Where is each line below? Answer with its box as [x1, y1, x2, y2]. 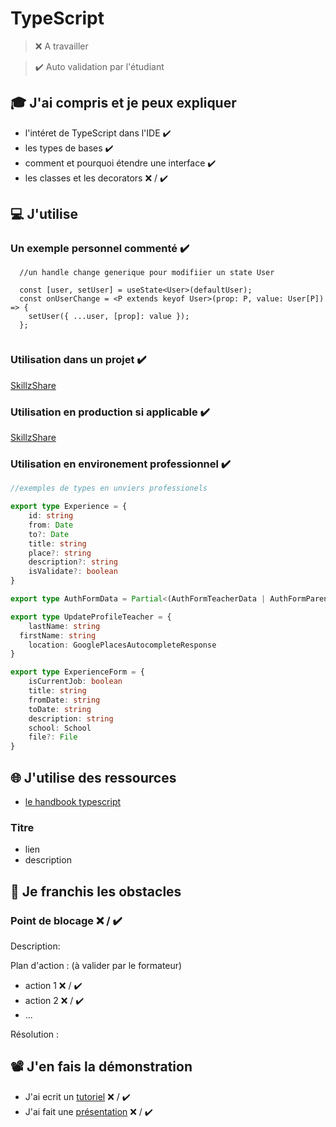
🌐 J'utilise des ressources [10, 769, 177, 786]
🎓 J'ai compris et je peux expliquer [10, 95, 237, 112]
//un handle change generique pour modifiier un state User [19, 268, 275, 278]
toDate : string [28, 704, 92, 714]
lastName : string [28, 621, 101, 631]
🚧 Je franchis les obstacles [10, 883, 182, 900]
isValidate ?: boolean [28, 567, 118, 577]
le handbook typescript [24, 796, 122, 808]
